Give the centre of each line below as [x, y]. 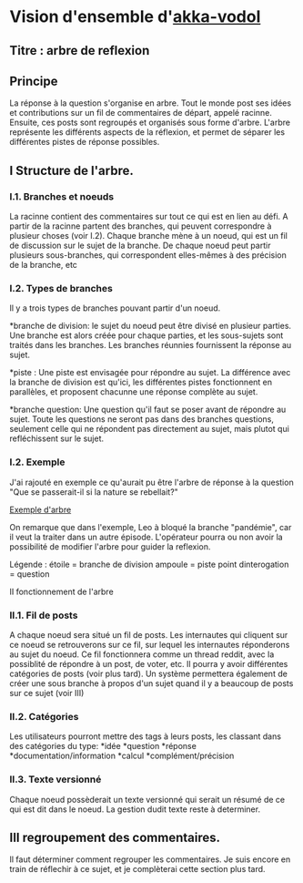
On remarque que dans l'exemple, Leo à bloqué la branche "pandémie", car [151, 527]
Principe [34, 81]
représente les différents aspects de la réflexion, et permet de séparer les [147, 132]
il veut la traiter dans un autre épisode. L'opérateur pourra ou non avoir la [146, 537]
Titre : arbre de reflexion [80, 51]
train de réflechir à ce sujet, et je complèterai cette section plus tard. [137, 869]
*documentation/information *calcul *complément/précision [122, 756]
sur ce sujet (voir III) [47, 693]
